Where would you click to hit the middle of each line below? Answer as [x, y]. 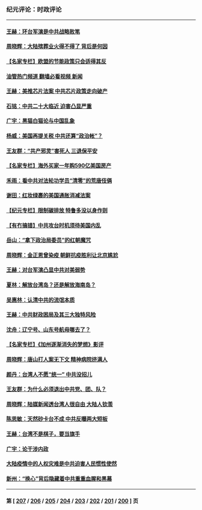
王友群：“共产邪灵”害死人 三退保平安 [52, 151]
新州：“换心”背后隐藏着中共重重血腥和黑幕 [59, 478]
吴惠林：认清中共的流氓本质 [41, 300]
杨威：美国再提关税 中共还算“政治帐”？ [55, 136]
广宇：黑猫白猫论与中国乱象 [41, 121]
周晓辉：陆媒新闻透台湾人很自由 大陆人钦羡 [60, 404]
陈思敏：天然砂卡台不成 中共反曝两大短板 [57, 419]
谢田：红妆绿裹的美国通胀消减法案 [48, 195]
